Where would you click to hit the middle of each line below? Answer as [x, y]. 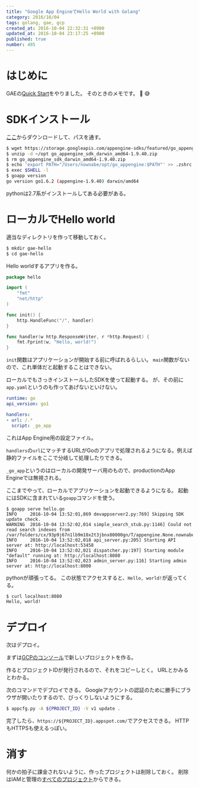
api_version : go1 [28, 404]
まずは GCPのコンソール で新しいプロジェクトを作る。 [71, 658]
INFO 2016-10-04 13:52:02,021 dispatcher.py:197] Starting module [95, 550]
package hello [24, 277]
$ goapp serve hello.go [36, 509]
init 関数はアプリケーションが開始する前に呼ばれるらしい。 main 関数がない [98, 360]
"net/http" [30, 299]
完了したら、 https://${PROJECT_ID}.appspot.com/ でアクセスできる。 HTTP [98, 721]
